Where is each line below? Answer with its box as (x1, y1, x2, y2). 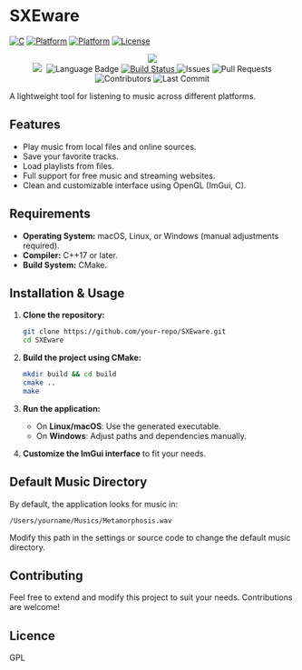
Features (9, 117, 61, 133)
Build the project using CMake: (22, 352, 142, 364)
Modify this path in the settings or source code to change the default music (9, 532, 291, 543)
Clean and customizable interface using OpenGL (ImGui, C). (22, 179, 247, 191)
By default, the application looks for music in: (9, 498, 179, 509)
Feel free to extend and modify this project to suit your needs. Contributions (9, 592, 293, 603)
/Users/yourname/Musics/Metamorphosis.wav (9, 515, 172, 525)
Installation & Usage (9, 285, 125, 301)
